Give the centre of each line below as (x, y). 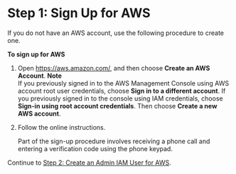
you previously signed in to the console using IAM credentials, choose (120, 98)
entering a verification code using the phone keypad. (95, 148)
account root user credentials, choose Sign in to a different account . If (122, 91)
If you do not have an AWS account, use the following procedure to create (116, 33)
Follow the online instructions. (61, 127)
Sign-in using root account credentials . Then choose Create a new (117, 106)
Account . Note (40, 76)
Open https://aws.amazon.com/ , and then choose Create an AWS (114, 68)
